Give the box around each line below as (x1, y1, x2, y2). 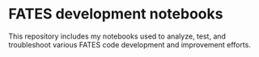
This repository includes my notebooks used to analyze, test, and (8, 31, 227, 41)
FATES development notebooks (8, 5, 223, 23)
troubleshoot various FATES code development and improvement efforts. (8, 39, 251, 49)
